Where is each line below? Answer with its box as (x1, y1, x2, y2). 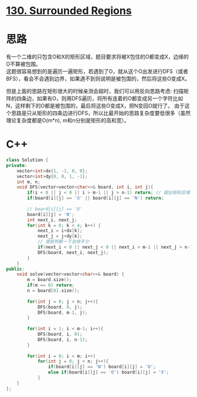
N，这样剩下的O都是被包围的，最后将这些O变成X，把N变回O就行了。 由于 (6, 102, 185, 109)
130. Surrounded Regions (6, 4, 132, 18)
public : (6, 266, 25, 272)
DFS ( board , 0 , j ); (37, 304, 83, 310)
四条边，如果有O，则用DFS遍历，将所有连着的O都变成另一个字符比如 (16, 95, 184, 102)
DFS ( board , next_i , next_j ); (37, 249, 109, 255)
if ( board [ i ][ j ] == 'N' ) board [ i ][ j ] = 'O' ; (47, 364, 157, 370)
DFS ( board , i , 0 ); (37, 331, 83, 337)
